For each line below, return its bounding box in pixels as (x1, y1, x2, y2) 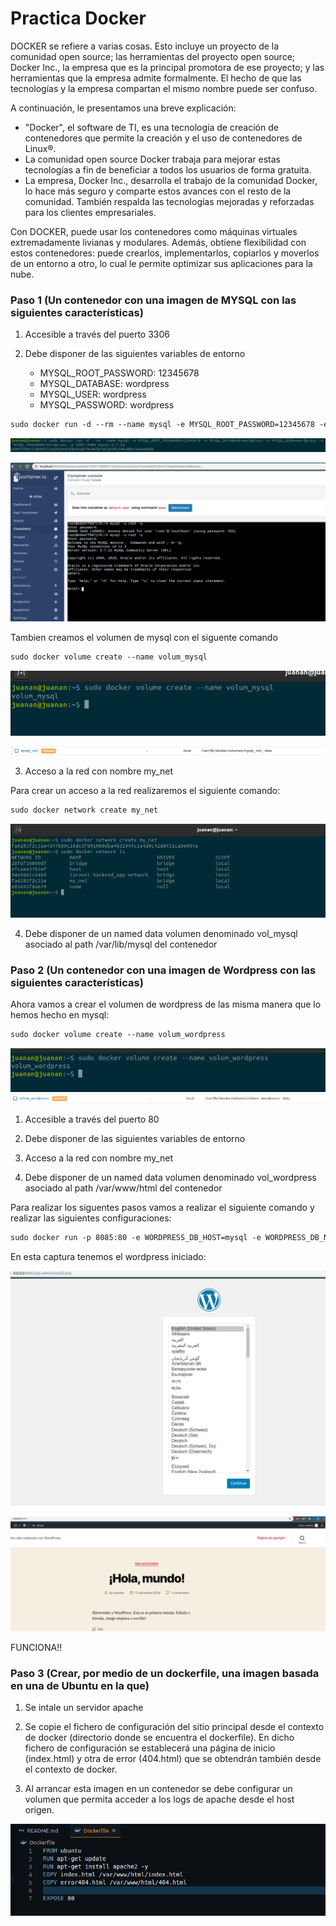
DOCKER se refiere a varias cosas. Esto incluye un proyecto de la (10, 40, 280, 52)
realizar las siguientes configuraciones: (10, 1212, 172, 1224)
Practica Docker (10, 7, 147, 30)
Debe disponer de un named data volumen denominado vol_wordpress (24, 1172, 317, 1184)
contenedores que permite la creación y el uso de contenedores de (24, 132, 303, 144)
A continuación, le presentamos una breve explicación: (10, 102, 237, 114)
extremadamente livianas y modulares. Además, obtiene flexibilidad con (10, 236, 307, 248)
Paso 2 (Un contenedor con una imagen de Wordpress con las (10, 963, 317, 977)
